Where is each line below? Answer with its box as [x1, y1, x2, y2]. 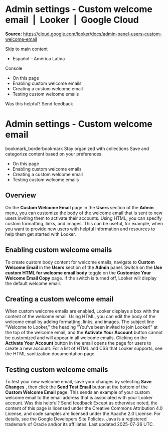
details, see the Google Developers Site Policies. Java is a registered [5, 416, 147, 422]
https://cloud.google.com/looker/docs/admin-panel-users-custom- [23, 31, 162, 37]
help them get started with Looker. [5, 231, 76, 237]
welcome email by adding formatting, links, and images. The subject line [5, 319, 154, 325]
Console [5, 65, 23, 71]
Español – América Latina [12, 55, 65, 61]
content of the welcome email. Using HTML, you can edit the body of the [5, 314, 156, 320]
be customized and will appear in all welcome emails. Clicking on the [5, 335, 147, 341]
